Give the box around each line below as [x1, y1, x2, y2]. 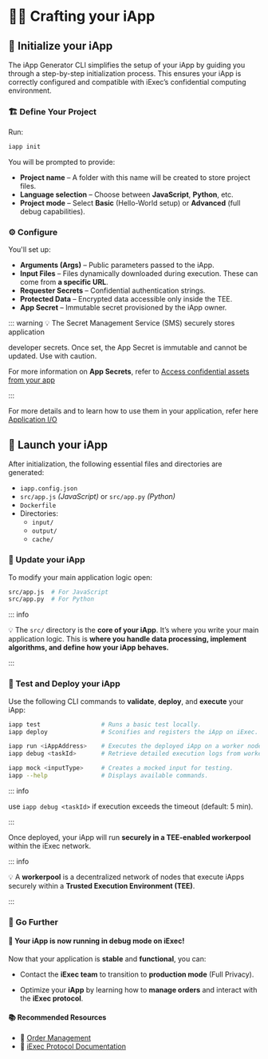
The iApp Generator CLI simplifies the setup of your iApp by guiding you [8, 60, 246, 70]
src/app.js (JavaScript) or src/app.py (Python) [19, 492, 175, 502]
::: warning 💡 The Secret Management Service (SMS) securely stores [8, 318, 235, 328]
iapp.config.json [19, 485, 78, 493]
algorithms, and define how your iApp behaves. [8, 643, 169, 653]
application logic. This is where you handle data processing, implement [8, 634, 247, 644]
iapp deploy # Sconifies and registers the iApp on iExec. [8, 728, 259, 736]
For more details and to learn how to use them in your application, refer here [8, 406, 259, 416]
